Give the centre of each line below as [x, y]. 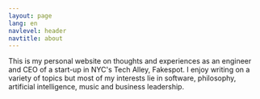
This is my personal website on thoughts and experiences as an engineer [130, 61]
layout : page [30, 16]
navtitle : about [36, 38]
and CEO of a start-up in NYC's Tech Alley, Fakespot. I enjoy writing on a [129, 70]
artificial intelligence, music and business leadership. [96, 87]
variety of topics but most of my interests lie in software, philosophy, [122, 78]
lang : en [23, 23]
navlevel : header [38, 31]
